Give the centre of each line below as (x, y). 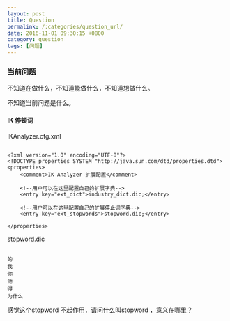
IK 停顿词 (20, 120)
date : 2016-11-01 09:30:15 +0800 (56, 33)
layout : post (26, 14)
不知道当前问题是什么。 (41, 103)
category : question (36, 40)
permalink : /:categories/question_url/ (65, 26)
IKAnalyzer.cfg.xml (34, 136)
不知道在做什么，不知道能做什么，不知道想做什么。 (80, 88)
